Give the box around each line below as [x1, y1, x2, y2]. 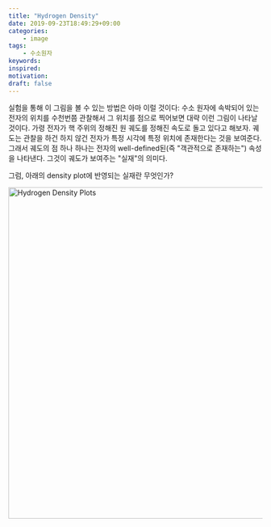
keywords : [8, 57, 42, 65]
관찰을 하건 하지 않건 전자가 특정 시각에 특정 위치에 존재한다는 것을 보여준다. [23, 133, 262, 142]
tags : [8, 42, 27, 50]
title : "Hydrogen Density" [8, 11, 99, 20]
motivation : [8, 72, 48, 80]
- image [23, 34, 48, 43]
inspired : [8, 65, 42, 73]
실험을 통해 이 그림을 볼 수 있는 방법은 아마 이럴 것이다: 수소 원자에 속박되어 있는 [8, 103, 260, 112]
